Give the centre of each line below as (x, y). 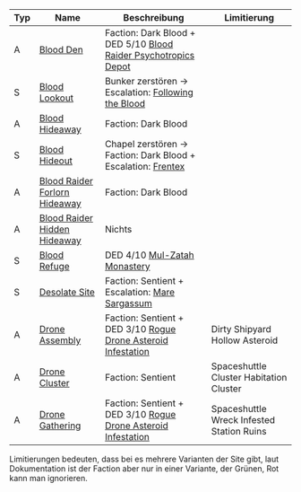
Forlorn (54, 192)
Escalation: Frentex (145, 167)
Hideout (56, 161)
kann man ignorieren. (48, 478)
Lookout (56, 98)
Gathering (60, 426)
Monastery (127, 266)
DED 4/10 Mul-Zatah (149, 255)
